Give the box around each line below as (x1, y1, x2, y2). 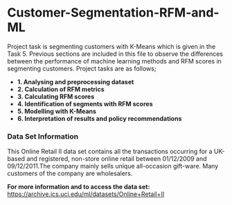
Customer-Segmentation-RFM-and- (7, 5, 220, 21)
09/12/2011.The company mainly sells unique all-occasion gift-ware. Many (7, 162, 219, 170)
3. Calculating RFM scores (17, 92, 95, 101)
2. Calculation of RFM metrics (17, 85, 105, 93)
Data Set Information (7, 131, 78, 141)
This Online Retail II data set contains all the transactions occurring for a (7, 147, 213, 156)
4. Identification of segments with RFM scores (17, 99, 153, 108)
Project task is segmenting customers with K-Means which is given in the (7, 42, 216, 50)
